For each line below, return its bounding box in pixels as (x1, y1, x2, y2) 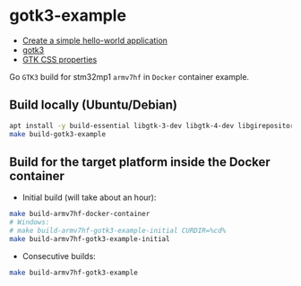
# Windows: (9, 218, 50, 227)
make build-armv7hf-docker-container (9, 210, 150, 219)
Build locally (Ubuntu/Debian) (9, 98, 177, 113)
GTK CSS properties (21, 54, 98, 65)
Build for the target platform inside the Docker (9, 154, 271, 169)
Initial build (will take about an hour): (21, 192, 157, 203)
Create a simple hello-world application (21, 35, 168, 46)
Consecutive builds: (21, 250, 96, 261)
